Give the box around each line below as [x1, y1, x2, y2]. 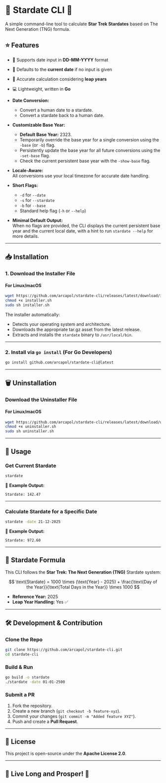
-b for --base [19, 202, 46, 208]
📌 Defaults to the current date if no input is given [12, 66, 113, 72]
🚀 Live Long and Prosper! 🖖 [5, 770, 89, 778]
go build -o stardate [5, 675, 50, 680]
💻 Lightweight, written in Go [12, 86, 71, 92]
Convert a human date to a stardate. [19, 107, 93, 113]
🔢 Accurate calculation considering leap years [12, 76, 107, 82]
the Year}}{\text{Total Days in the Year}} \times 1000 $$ [26, 584, 140, 590]
